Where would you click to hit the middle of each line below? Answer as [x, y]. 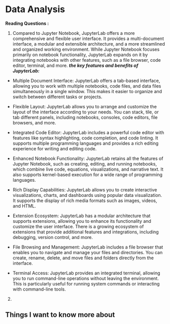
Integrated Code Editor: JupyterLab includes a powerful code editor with [88, 132]
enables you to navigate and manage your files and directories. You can [88, 252]
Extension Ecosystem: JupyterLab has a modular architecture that [81, 216]
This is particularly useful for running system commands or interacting [86, 283]
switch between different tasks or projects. [57, 97]
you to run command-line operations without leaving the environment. [86, 278]
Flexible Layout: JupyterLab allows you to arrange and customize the [85, 106]
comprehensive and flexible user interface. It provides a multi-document [88, 38]
